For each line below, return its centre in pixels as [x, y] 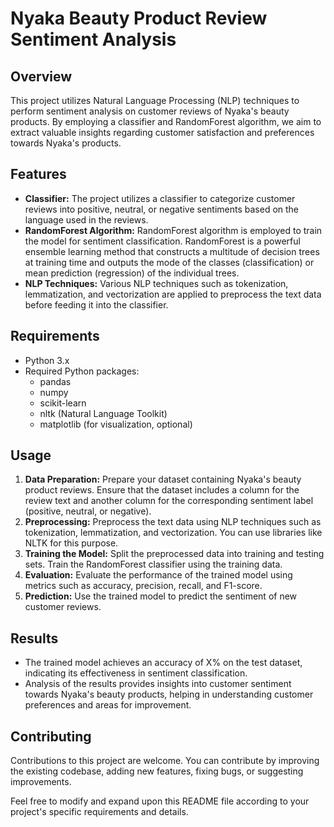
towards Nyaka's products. [66, 143]
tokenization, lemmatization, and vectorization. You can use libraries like [173, 533]
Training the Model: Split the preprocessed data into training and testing [174, 554]
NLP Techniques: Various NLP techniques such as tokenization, [156, 283]
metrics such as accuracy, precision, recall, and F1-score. [143, 586]
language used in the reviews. [86, 219]
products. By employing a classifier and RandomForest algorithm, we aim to [166, 121]
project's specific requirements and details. [99, 812]
